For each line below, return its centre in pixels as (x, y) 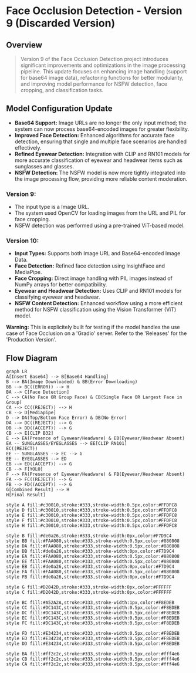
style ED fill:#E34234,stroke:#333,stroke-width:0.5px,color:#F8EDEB (93, 639)
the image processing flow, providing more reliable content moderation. (101, 179)
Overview (24, 45)
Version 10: (23, 241)
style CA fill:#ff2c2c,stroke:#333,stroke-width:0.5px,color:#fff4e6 (93, 664)
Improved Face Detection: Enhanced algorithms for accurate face (94, 135)
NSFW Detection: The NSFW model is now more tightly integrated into (100, 173)
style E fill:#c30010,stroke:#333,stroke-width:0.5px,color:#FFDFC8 (92, 515)
